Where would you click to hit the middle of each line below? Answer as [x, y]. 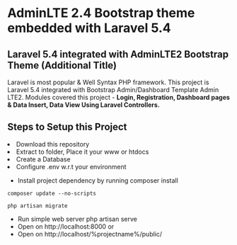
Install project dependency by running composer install [98, 180]
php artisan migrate [38, 206]
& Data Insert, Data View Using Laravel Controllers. [84, 105]
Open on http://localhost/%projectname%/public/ [90, 234]
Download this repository [53, 144]
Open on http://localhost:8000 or [66, 226]
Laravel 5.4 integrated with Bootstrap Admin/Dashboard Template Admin [113, 90]
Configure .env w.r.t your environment [71, 166]
